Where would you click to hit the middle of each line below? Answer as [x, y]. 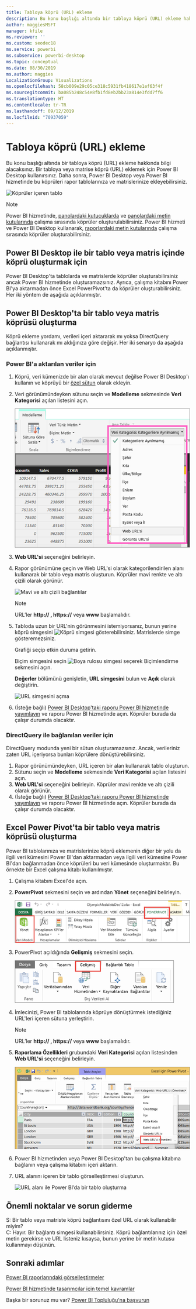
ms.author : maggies [30, 74]
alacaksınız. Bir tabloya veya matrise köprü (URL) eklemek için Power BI [92, 169]
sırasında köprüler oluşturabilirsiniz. [49, 235]
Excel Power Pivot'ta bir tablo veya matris [83, 828]
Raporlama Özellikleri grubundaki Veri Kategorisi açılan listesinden [96, 1052]
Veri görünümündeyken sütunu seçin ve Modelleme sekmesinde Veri [98, 394]
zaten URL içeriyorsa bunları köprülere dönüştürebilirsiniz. [76, 754]
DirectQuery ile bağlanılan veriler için [60, 736]
